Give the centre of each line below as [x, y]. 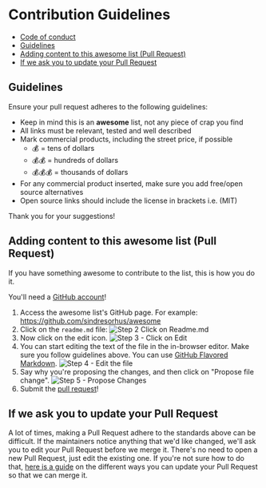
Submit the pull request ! [59, 388]
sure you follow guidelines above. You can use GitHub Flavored [124, 355]
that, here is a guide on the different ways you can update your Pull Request [133, 467]
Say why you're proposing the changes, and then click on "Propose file [137, 371]
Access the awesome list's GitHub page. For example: [109, 312]
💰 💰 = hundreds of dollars [75, 160]
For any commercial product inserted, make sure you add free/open [131, 183]
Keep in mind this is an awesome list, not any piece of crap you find [131, 122]
